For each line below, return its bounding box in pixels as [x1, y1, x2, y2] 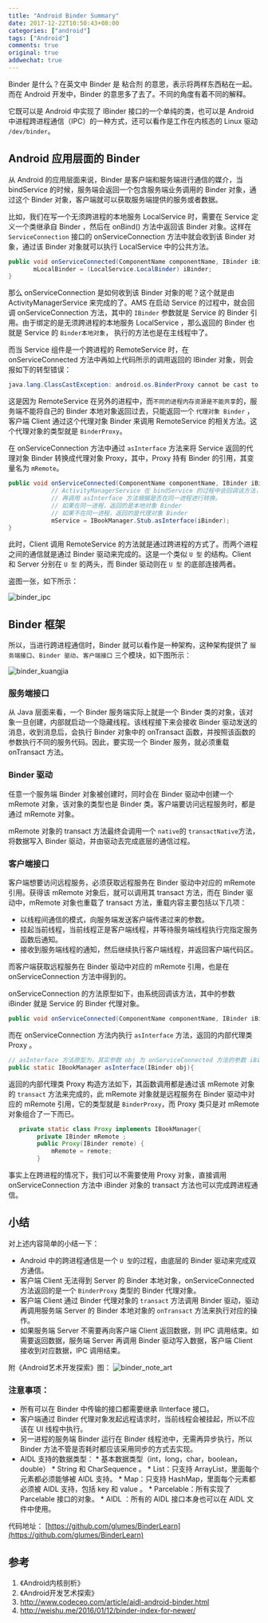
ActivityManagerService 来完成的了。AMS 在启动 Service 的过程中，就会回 [8, 298, 255, 308]
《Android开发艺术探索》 [19, 1588, 99, 1597]
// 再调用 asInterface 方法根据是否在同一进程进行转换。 [50, 494, 222, 502]
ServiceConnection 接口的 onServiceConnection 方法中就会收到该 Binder [8, 231, 246, 241]
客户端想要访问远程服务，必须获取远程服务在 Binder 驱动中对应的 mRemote [8, 877, 256, 888]
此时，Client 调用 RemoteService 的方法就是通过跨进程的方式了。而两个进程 [8, 539, 258, 549]
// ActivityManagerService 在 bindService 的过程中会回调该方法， [50, 487, 262, 495]
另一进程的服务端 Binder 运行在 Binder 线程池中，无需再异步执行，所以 [19, 1434, 253, 1444]
